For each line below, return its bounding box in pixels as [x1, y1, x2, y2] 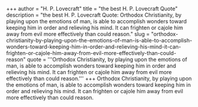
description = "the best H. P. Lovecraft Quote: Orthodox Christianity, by [6, 11, 182, 19]
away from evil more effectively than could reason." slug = [6, 30, 150, 38]
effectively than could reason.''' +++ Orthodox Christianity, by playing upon [6, 75, 192, 82]
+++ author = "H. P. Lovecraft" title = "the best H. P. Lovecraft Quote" [6, 5, 178, 12]
